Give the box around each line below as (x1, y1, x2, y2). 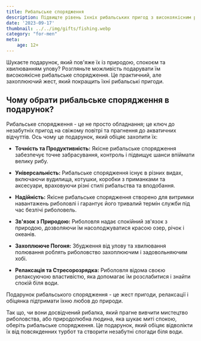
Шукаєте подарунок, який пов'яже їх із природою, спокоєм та (6, 58, 166, 66)
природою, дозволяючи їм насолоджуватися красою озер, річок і (14, 224, 184, 231)
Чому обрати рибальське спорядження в (6, 95, 169, 105)
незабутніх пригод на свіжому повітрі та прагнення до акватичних (6, 126, 176, 134)
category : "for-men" (6, 31, 58, 37)
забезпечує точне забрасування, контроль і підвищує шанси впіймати (14, 151, 195, 158)
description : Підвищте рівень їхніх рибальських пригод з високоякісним (6, 14, 191, 20)
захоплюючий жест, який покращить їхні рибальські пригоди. (6, 77, 165, 85)
